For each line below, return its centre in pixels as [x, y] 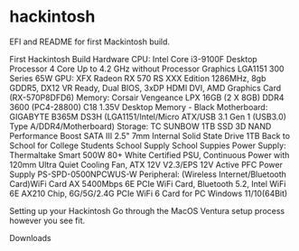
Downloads [30, 237]
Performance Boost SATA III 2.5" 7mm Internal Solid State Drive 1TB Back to [150, 135]
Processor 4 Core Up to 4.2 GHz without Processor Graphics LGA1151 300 [147, 69]
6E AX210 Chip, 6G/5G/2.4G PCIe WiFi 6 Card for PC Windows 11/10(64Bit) [149, 193]
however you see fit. [47, 220]
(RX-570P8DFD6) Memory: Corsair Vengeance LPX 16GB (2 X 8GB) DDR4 [147, 98]
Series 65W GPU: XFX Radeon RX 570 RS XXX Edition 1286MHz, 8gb [138, 78]
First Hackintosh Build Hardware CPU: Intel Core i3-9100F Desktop [133, 59]
